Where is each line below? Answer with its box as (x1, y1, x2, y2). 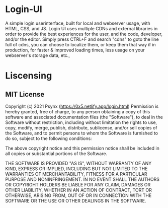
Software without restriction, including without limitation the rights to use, (5, 119, 157, 125)
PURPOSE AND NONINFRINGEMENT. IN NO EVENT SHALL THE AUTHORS (5, 176, 160, 182)
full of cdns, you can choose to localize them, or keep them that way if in (5, 41, 156, 47)
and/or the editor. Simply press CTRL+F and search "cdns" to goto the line (5, 36, 159, 42)
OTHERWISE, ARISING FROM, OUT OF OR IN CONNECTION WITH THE (5, 192, 152, 198)
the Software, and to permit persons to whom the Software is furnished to (5, 130, 158, 136)
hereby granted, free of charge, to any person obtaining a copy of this (5, 108, 150, 114)
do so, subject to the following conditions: (5, 135, 92, 142)
